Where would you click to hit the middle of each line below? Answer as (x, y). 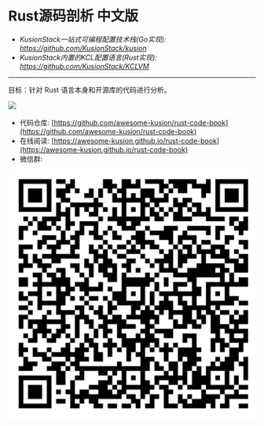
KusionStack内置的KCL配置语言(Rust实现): (88, 57)
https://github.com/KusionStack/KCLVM (84, 66)
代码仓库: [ (37, 122)
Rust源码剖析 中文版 (73, 16)
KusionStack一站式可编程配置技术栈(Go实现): (93, 39)
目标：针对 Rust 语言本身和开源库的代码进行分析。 (90, 89)
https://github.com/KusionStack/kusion (83, 48)
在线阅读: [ (37, 140)
